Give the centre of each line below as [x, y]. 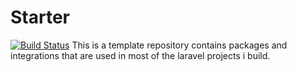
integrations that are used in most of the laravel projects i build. [140, 55]
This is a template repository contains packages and [179, 45]
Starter [40, 17]
